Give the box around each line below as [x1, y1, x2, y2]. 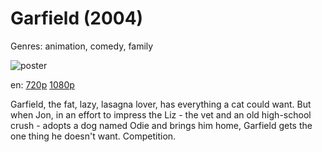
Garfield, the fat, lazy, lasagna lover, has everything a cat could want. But [10, 98, 312, 110]
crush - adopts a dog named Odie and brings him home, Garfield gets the [10, 119, 313, 131]
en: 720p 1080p [10, 78, 75, 91]
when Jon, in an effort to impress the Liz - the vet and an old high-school [10, 108, 312, 121]
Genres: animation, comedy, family [10, 40, 154, 52]
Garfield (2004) [10, 7, 144, 30]
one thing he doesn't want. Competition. [10, 130, 177, 142]
